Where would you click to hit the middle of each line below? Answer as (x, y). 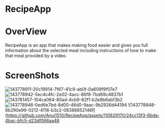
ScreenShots (32, 76)
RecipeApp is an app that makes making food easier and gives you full (77, 45)
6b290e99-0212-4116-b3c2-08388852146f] (50, 110)
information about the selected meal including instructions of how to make (81, 51)
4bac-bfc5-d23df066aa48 (32, 121)
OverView (26, 32)
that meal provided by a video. (36, 56)
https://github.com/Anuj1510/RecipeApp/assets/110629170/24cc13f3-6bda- (83, 115)
